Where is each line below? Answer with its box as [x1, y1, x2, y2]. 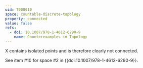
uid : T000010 [5, 7, 32, 12]
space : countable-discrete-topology [5, 12, 81, 17]
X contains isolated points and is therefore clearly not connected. [5, 47, 139, 54]
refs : [5, 25, 16, 30]
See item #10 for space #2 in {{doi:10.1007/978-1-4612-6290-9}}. [5, 57, 138, 63]
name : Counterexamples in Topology [14, 35, 88, 40]
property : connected [5, 16, 48, 21]
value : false [5, 21, 32, 26]
